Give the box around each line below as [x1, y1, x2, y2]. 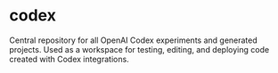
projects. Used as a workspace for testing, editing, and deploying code [9, 44, 270, 54]
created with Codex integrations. [9, 53, 129, 64]
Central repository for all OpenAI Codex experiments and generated [9, 35, 258, 45]
